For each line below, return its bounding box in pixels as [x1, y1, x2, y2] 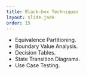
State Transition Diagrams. [14, 55, 81, 63]
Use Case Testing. [14, 62, 60, 69]
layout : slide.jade [6, 14, 55, 20]
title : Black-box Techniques [6, 8, 79, 15]
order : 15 [6, 20, 31, 26]
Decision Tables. [14, 49, 56, 56]
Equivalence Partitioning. [14, 37, 76, 44]
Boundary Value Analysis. [14, 43, 78, 50]
